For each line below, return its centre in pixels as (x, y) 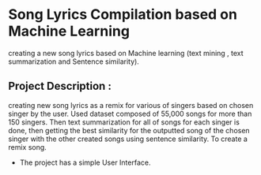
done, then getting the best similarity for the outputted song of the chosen (129, 130)
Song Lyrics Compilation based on (123, 15)
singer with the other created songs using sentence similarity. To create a (128, 139)
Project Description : (60, 86)
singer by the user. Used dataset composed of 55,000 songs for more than (130, 114)
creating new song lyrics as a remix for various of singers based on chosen (131, 105)
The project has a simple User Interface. (85, 162)
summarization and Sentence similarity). (74, 61)
